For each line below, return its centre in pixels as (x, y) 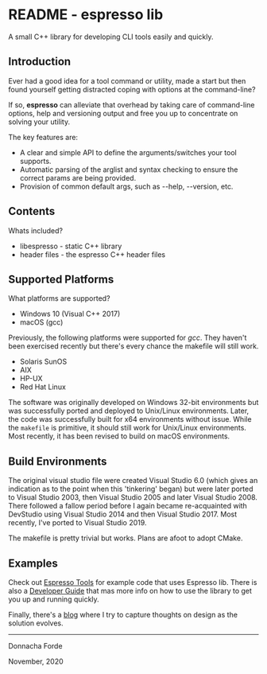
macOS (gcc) (41, 322)
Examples (33, 563)
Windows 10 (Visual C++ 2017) (70, 314)
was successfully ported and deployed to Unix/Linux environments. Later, (129, 411)
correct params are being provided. (78, 177)
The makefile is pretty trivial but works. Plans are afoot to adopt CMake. (126, 538)
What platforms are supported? (59, 298)
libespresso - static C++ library (71, 246)
